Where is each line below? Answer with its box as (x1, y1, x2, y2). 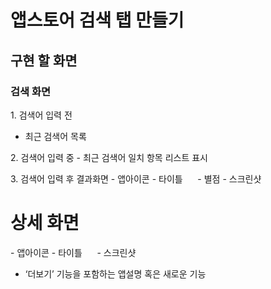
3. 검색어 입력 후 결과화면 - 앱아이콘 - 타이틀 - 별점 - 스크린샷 (10, 172, 262, 185)
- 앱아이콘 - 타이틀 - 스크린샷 (10, 246, 137, 258)
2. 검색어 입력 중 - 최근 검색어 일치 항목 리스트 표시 (10, 151, 208, 163)
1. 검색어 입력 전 (10, 109, 73, 121)
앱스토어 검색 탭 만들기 (10, 9, 185, 32)
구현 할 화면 (10, 52, 78, 69)
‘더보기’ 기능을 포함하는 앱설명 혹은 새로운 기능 (24, 267, 207, 280)
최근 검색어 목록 (24, 130, 87, 142)
